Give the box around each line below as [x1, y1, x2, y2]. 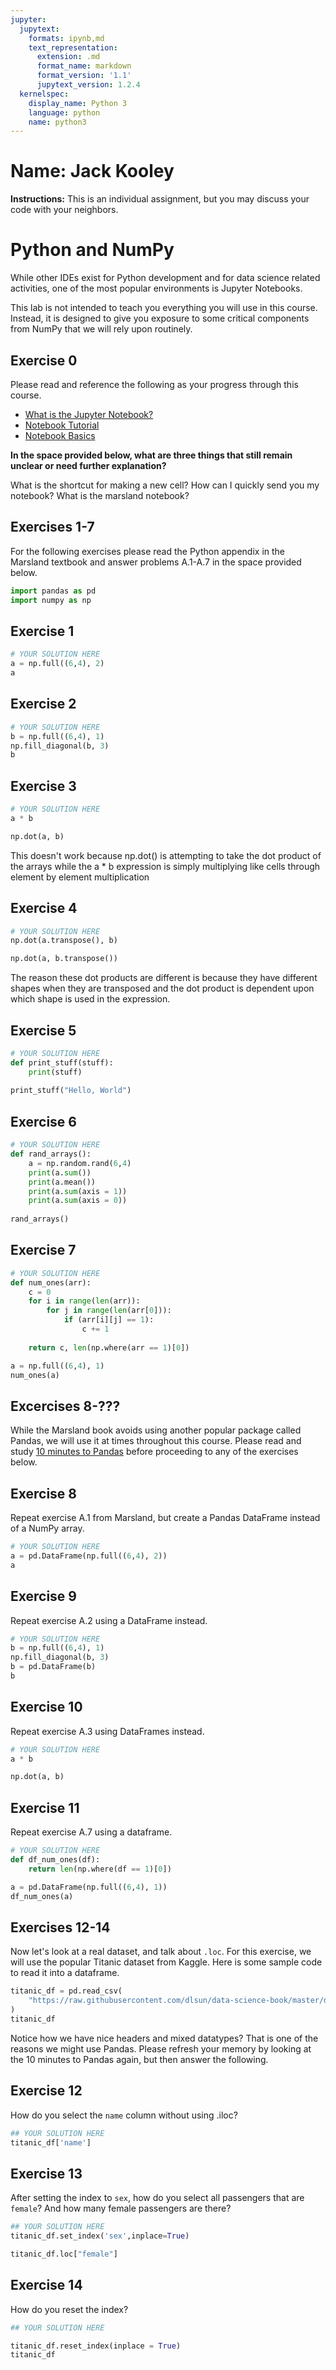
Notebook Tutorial [24, 419, 100, 431]
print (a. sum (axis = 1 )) [28, 1186, 128, 1196]
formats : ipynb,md [28, 33, 105, 43]
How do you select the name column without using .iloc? [10, 2109, 238, 2121]
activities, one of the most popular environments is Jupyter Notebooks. [10, 282, 303, 295]
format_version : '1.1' [36, 71, 132, 81]
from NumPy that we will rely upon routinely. [10, 323, 193, 335]
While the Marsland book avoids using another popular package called [10, 1424, 302, 1436]
